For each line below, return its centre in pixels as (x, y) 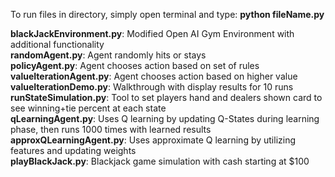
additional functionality (57, 44)
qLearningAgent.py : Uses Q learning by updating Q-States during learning (165, 118)
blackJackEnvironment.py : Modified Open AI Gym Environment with (152, 33)
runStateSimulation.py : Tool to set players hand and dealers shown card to (166, 97)
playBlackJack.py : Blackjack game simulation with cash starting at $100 (160, 161)
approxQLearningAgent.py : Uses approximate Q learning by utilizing (153, 140)
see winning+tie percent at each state (88, 108)
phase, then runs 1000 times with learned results (111, 129)
